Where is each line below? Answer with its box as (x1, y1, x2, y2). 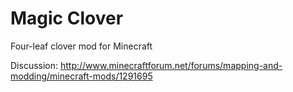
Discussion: (10, 59, 59, 71)
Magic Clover (10, 7, 124, 30)
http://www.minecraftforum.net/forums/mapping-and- (59, 59, 283, 71)
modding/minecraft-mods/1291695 (10, 70, 153, 82)
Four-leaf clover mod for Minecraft (10, 40, 153, 52)
